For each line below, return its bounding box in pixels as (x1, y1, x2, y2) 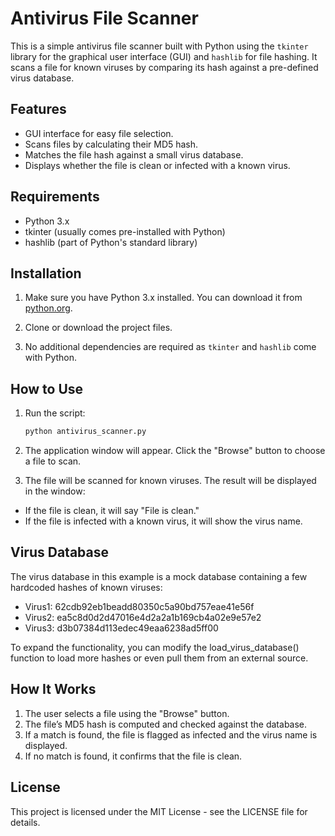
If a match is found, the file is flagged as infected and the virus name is (24, 728, 318, 741)
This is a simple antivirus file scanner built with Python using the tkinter (10, 40, 309, 52)
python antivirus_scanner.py (24, 427, 147, 437)
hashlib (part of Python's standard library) (24, 236, 198, 248)
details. (10, 816, 41, 828)
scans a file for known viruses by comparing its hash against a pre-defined (10, 61, 319, 73)
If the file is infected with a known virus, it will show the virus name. (24, 515, 303, 527)
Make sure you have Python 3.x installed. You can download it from (24, 292, 303, 304)
